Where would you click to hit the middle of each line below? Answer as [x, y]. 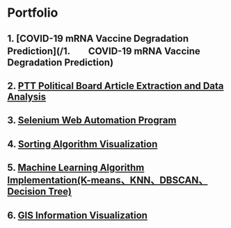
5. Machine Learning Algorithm [76, 168]
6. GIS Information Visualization [78, 215]
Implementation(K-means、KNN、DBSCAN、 [107, 180]
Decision [27, 192]
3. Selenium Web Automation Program [92, 121]
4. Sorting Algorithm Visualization [82, 144]
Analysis [27, 96]
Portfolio [33, 13]
